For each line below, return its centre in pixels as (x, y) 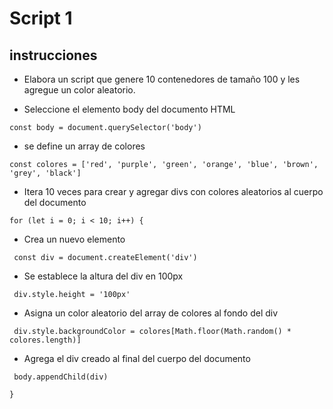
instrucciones (53, 55)
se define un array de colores (84, 146)
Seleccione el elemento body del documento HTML (129, 109)
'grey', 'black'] (45, 173)
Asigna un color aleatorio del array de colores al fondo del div (151, 313)
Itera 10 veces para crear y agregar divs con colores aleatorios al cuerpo (173, 191)
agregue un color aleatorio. (79, 90)
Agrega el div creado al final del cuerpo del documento (137, 358)
